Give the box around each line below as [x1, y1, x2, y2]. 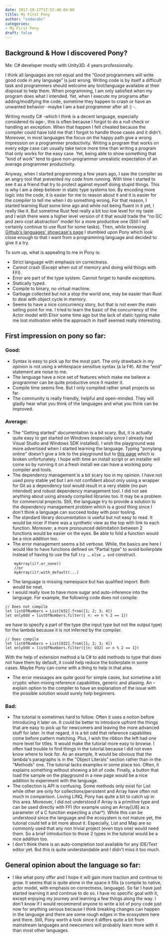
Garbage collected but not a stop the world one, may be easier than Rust [12, 290, 162, 297]
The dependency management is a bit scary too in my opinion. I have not [12, 472, 163, 478]
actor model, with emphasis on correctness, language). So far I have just [12, 885, 162, 891]
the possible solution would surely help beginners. [12, 690, 116, 696]
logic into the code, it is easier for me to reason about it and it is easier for [5, 192, 157, 198]
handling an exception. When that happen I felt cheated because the [5, 124, 146, 130]
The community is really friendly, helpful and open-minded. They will [12, 395, 154, 401]
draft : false [5, 30, 32, 35]
